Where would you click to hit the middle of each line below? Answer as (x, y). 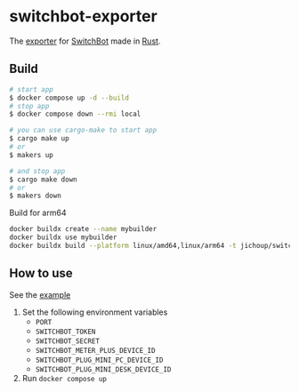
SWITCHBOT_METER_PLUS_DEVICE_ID (95, 350)
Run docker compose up (64, 378)
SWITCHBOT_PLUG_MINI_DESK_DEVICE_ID (103, 369)
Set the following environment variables (95, 312)
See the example (40, 294)
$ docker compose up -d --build (69, 98)
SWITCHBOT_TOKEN (65, 332)
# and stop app (37, 171)
